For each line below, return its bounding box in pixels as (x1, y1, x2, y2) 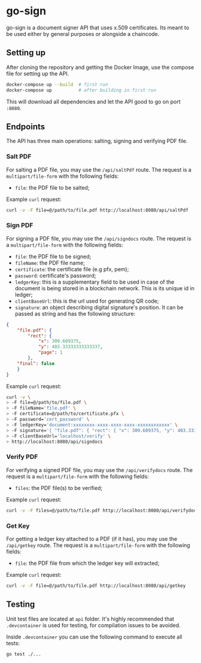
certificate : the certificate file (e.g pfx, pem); (14, 265, 129, 273)
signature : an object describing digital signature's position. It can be (14, 303, 184, 311)
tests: (6, 639, 20, 647)
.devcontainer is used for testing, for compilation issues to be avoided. (6, 621, 181, 629)
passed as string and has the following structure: (14, 310, 136, 317)
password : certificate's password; (14, 272, 96, 279)
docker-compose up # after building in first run (6, 87, 157, 93)
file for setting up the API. (6, 70, 69, 77)
